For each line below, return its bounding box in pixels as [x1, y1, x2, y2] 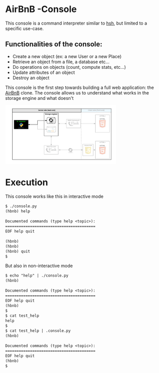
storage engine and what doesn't [5, 95, 74, 101]
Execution [5, 177, 48, 188]
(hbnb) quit [5, 249, 30, 254]
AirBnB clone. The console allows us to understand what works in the [5, 89, 149, 96]
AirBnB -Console [5, 4, 77, 15]
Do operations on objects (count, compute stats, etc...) [12, 64, 126, 70]
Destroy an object [12, 74, 50, 81]
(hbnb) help [5, 209, 30, 214]
